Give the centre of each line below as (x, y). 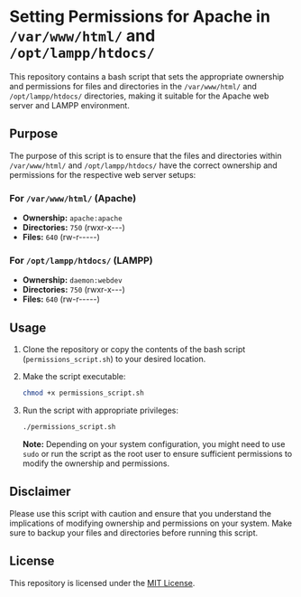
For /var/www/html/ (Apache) (73, 198)
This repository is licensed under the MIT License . (102, 583)
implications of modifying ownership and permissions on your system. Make (151, 523)
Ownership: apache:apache (73, 218)
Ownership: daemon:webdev (73, 280)
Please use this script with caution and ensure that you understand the (141, 513)
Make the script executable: (74, 377)
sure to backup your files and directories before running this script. (134, 532)
